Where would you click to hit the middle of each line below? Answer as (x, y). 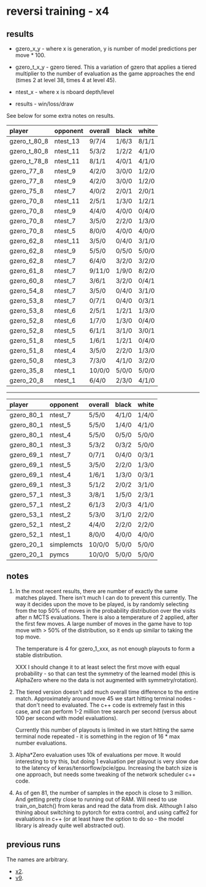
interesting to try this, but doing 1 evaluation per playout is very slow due (107, 761)
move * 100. (30, 55)
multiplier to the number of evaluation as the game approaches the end (105, 74)
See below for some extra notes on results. (61, 116)
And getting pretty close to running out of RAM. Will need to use (96, 799)
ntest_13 (67, 141)
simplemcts (66, 544)
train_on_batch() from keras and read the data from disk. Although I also (106, 805)
